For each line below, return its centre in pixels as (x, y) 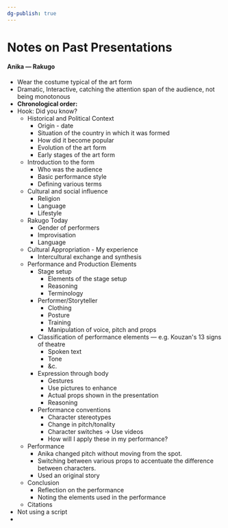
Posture (59, 315)
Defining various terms (69, 184)
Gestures (61, 381)
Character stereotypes (79, 417)
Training (59, 322)
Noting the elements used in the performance (102, 497)
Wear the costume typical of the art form (74, 82)
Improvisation (57, 235)
